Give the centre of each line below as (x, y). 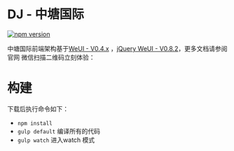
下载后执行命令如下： (38, 108)
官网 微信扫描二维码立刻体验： (51, 57)
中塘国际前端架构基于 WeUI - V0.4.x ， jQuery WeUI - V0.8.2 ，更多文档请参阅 (117, 48)
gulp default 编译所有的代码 (58, 131)
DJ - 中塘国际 (46, 14)
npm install (35, 123)
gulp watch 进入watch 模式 (56, 140)
